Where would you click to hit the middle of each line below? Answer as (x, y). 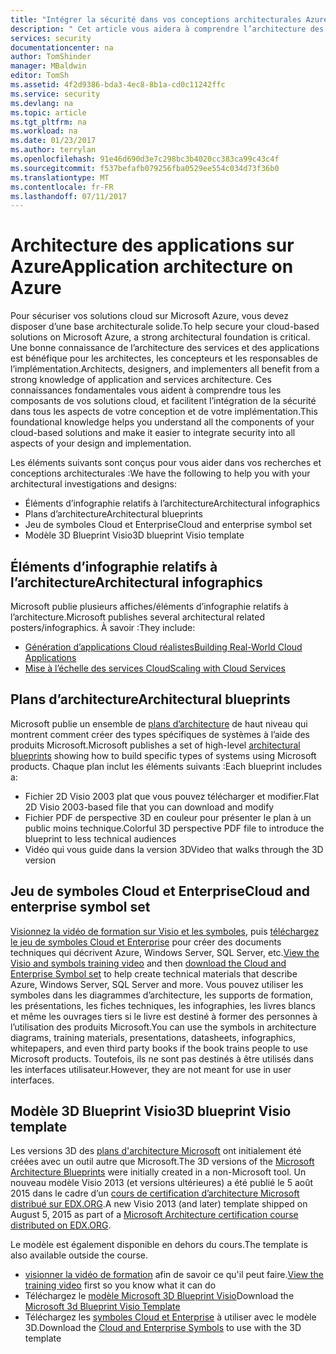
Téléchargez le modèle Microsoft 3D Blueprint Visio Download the (159, 1296)
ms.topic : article (48, 112)
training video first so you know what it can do (120, 1285)
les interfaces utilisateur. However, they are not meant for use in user (151, 1069)
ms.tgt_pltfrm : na (48, 122)
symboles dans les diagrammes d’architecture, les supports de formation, (161, 995)
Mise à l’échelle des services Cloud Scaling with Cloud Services (155, 668)
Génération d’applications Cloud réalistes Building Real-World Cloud (163, 647)
